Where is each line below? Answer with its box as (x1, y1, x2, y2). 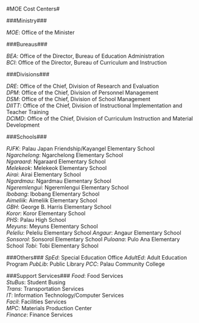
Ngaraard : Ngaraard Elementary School (6, 158, 106, 165)
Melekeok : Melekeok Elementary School (6, 165, 107, 171)
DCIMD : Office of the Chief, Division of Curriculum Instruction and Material (6, 115, 194, 122)
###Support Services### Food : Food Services (6, 272, 124, 279)
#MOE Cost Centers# (6, 5, 60, 12)
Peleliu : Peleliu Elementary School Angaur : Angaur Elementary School (6, 229, 181, 236)
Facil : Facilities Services (6, 298, 67, 305)
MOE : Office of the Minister (6, 29, 75, 36)
